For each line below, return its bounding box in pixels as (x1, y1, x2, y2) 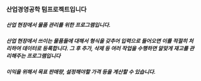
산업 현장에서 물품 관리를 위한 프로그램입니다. (6, 21, 111, 28)
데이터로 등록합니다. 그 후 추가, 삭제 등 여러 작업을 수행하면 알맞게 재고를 (22, 45, 188, 52)
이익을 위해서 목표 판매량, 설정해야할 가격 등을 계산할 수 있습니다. (6, 68, 156, 76)
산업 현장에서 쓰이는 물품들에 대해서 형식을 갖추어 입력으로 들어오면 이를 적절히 (6, 37, 187, 44)
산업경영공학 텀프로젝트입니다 (6, 5, 87, 13)
